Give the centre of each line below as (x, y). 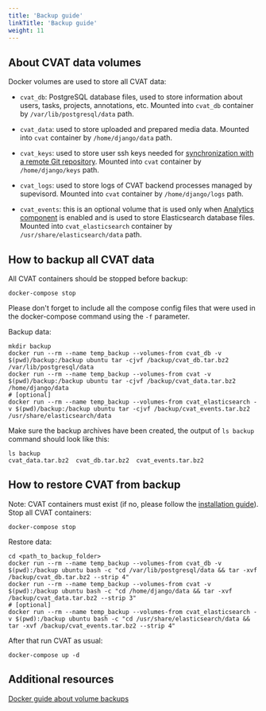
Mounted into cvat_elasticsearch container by (96, 226)
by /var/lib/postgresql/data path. (77, 114)
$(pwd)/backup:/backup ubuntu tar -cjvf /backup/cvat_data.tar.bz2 (122, 381)
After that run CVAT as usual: (56, 640)
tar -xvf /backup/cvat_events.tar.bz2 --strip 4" (92, 626)
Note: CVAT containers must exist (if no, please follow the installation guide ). (133, 504)
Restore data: (30, 542)
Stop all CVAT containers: (50, 512)
